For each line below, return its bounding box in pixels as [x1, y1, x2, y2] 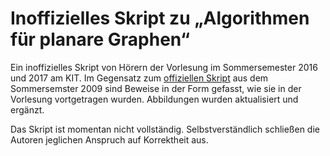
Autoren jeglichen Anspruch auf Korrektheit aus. [10, 133, 209, 146]
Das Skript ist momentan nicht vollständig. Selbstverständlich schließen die [10, 123, 320, 135]
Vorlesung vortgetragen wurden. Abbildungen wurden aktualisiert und [10, 93, 299, 105]
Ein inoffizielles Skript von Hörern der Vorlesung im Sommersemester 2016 [10, 61, 318, 73]
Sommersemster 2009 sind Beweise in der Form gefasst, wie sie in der [10, 82, 302, 94]
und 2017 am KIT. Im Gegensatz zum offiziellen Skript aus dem [10, 72, 269, 84]
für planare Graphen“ [10, 28, 191, 51]
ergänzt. [10, 103, 45, 116]
